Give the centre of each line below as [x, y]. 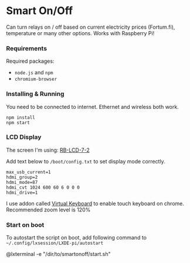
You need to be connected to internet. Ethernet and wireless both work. [92, 107]
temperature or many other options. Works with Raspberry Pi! [80, 33]
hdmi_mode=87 [22, 182]
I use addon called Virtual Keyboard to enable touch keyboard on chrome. [95, 203]
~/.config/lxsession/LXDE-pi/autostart [55, 243]
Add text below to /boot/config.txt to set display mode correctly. [86, 161]
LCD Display [24, 137]
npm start [18, 122]
